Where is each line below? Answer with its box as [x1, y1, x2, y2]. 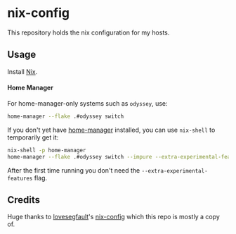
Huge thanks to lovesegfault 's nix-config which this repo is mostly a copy [7, 213, 220, 221]
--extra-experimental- [141, 167, 209, 174]
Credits [7, 194, 41, 206]
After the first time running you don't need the [7, 166, 140, 174]
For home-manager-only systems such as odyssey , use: [7, 99, 168, 107]
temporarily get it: [7, 133, 59, 142]
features [7, 175, 33, 182]
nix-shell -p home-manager [7, 147, 86, 154]
